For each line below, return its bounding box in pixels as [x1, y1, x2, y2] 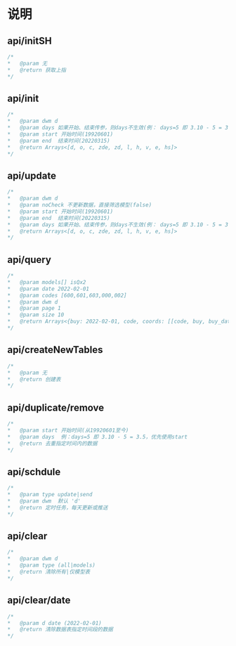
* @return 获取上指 [7, 66, 67, 74]
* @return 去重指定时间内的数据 [7, 440, 98, 447]
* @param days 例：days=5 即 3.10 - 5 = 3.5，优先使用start [7, 433, 188, 440]
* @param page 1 [7, 305, 61, 312]
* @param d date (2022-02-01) [7, 619, 102, 626]
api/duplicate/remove [7, 401, 105, 413]
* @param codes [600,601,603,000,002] [7, 292, 128, 299]
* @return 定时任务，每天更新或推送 [7, 504, 108, 511]
